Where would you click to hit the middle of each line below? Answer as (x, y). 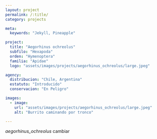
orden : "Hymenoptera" (33, 56)
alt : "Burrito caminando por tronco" (54, 112)
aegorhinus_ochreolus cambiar (37, 131)
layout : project (22, 10)
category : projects (26, 19)
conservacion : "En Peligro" (39, 89)
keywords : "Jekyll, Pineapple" (43, 33)
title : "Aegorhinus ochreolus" (43, 47)
